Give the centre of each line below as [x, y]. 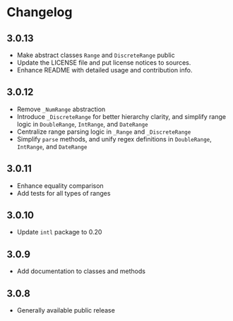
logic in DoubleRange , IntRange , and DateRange [83, 124]
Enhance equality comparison [60, 185]
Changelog [40, 12]
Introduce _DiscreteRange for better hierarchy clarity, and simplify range [121, 116]
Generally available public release [66, 310]
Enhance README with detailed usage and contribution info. [104, 70]
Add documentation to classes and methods [81, 271]
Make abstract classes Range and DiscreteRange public [96, 55]
